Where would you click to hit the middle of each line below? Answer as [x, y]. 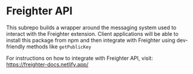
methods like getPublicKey [59, 47]
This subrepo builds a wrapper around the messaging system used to [91, 27]
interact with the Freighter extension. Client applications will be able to [92, 33]
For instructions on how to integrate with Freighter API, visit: [80, 58]
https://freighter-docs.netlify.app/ [47, 64]
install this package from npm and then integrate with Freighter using [91, 40]
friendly [16, 47]
